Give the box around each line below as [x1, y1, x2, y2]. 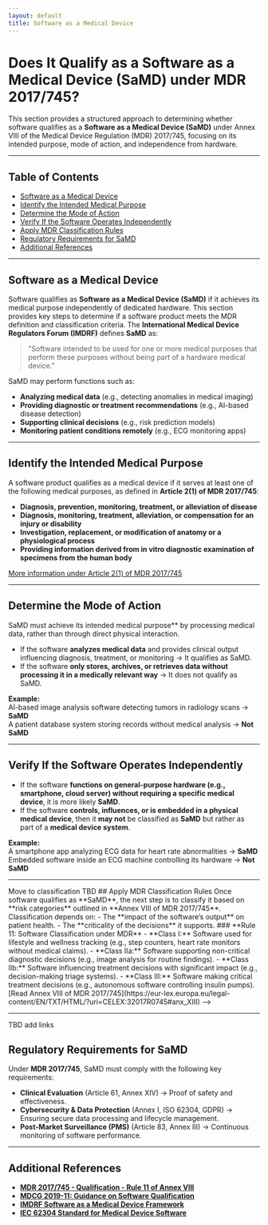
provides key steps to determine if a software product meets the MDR [8, 311, 238, 321]
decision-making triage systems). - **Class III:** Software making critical [8, 971, 253, 981]
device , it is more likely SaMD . [19, 797, 120, 807]
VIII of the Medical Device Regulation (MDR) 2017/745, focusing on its [8, 131, 237, 141]
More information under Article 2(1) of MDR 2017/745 [8, 568, 183, 578]
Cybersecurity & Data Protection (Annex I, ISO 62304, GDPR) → [19, 1105, 233, 1115]
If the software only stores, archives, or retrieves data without [19, 661, 229, 671]
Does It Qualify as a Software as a [8, 54, 235, 72]
